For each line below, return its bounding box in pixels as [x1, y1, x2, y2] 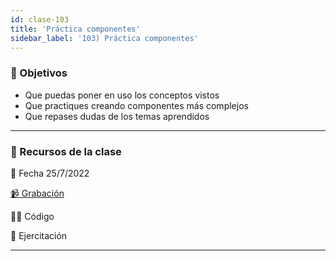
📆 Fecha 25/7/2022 [10, 167, 90, 179]
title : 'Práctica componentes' [10, 24, 141, 34]
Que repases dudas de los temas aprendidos [24, 110, 210, 122]
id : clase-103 [10, 14, 70, 25]
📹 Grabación [10, 187, 65, 199]
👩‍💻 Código [10, 210, 55, 222]
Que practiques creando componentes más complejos [24, 99, 249, 111]
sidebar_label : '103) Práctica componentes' [10, 33, 199, 43]
